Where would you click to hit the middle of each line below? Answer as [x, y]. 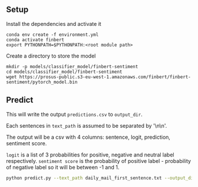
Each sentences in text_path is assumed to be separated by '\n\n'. [87, 125]
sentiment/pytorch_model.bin [42, 82]
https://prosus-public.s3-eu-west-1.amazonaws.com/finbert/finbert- [105, 77]
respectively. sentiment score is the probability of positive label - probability [99, 161]
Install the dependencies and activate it [54, 24]
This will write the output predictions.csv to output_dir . [74, 114]
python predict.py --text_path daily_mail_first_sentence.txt [84, 178]
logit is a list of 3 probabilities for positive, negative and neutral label [90, 155]
